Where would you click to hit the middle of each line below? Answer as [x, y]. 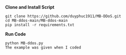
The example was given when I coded [43, 48]
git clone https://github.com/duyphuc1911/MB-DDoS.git [63, 16]
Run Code [16, 34]
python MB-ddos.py [24, 43]
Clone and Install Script [30, 7]
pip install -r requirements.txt [40, 25]
